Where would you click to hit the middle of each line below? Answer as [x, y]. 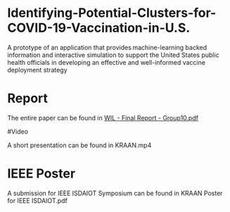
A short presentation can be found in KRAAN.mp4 [79, 145]
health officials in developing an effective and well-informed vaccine [107, 62]
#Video [18, 131]
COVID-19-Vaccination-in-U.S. [99, 28]
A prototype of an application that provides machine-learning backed [107, 47]
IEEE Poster [41, 174]
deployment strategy [38, 70]
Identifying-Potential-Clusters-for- [112, 13]
